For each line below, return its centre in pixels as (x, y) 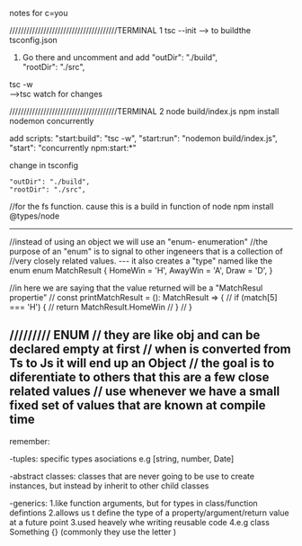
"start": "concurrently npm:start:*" (73, 148)
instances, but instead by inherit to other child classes (109, 486)
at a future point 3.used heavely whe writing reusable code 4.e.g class (139, 522)
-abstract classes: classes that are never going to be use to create (132, 476)
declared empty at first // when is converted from (150, 349)
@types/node (35, 216)
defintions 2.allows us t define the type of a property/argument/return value (149, 513)
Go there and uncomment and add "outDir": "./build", (120, 57)
